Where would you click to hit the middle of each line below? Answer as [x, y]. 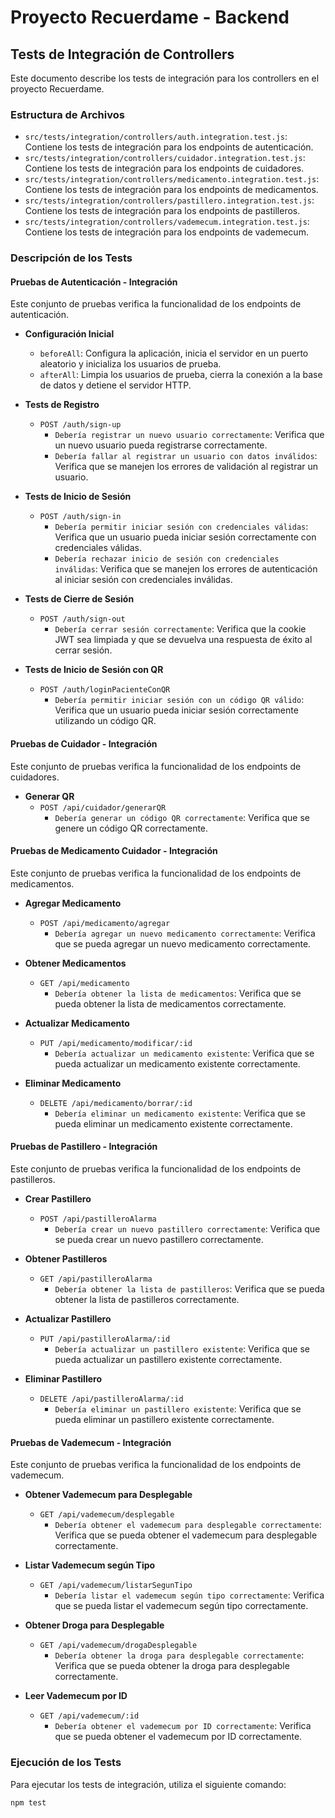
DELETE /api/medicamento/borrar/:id [116, 1103]
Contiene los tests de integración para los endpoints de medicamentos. [171, 190]
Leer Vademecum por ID [76, 1696]
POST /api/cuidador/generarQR [103, 807]
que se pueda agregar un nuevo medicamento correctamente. [183, 943]
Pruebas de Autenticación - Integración [94, 282]
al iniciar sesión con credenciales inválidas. [143, 580]
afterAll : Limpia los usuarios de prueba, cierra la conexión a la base [181, 375]
